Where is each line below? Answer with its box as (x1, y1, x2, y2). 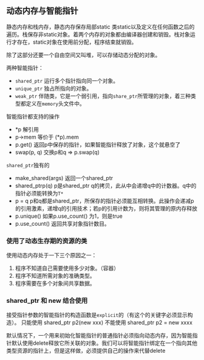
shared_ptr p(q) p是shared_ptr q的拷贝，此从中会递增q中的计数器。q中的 (15, 182, 197, 189)
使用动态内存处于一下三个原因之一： (6, 252, 97, 259)
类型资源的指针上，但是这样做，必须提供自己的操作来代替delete (6, 347, 166, 355)
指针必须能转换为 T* (15, 189, 64, 196)
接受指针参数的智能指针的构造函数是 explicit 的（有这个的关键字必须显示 (6, 311, 188, 319)
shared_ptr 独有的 (6, 161, 50, 168)
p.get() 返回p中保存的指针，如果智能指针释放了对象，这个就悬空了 (15, 140, 181, 148)
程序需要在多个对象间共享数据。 (15, 280, 95, 287)
